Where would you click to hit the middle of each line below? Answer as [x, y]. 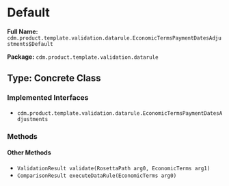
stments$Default [30, 44]
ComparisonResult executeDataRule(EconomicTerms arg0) [97, 176]
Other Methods [29, 152]
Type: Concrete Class [54, 78]
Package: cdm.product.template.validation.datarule [83, 57]
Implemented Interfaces [48, 98]
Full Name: [23, 31]
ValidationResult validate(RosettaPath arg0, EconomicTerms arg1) [113, 168]
